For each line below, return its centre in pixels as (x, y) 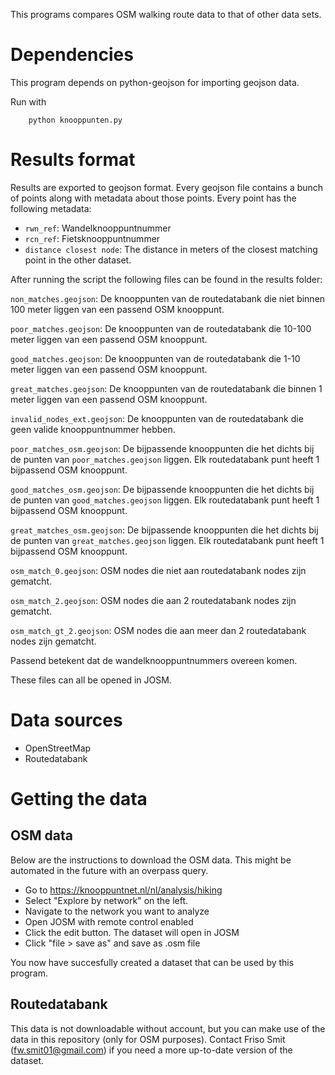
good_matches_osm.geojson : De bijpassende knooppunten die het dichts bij (162, 489)
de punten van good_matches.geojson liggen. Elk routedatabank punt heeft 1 (165, 500)
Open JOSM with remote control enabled (109, 921)
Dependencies (72, 55)
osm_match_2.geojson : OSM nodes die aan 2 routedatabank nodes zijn (153, 600)
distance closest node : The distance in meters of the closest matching (171, 249)
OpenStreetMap (58, 748)
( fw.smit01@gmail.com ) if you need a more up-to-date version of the (151, 1050)
